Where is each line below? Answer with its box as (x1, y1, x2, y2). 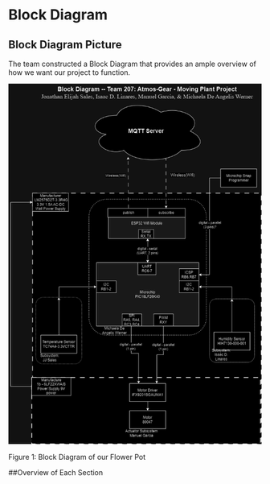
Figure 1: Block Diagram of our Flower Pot (8, 452, 146, 461)
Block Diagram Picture (8, 38, 122, 52)
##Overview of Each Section (8, 467, 104, 477)
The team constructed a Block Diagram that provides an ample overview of (8, 59, 257, 68)
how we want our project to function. (8, 68, 131, 77)
